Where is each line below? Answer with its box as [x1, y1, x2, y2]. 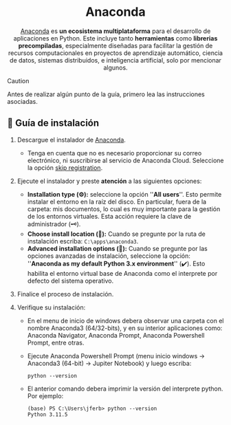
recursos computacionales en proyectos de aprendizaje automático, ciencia [8, 49, 223, 57]
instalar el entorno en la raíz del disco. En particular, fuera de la [27, 197, 207, 206]
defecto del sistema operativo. [27, 276, 114, 285]
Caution [7, 76, 30, 85]
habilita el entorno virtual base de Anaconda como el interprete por [27, 269, 218, 277]
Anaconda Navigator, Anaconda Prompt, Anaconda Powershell [27, 331, 205, 339]
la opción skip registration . [27, 163, 103, 172]
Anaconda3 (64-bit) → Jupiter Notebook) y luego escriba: [27, 359, 192, 367]
